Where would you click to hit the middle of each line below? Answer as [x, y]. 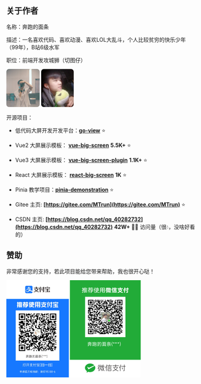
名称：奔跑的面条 [28, 27]
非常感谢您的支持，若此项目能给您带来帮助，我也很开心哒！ [81, 271]
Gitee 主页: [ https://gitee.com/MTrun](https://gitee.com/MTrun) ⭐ [100, 204]
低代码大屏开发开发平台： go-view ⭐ [60, 130]
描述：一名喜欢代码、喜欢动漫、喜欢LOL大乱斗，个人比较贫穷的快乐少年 [96, 39]
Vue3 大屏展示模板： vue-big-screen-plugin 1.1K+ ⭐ [81, 160]
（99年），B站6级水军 [33, 47]
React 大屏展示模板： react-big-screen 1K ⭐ [71, 174]
